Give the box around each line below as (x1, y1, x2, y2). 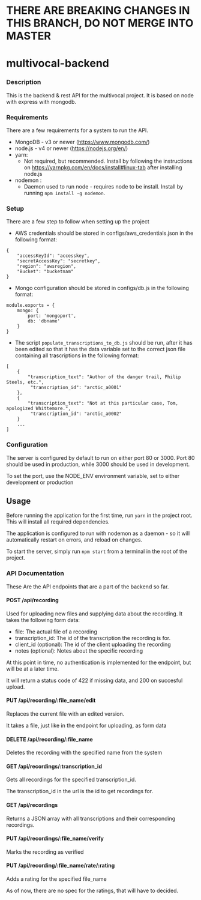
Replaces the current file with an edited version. (6, 710, 125, 717)
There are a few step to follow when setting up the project (6, 218, 150, 225)
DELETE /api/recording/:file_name (6, 735, 93, 743)
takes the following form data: (6, 616, 80, 623)
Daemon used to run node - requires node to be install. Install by (23, 183, 184, 190)
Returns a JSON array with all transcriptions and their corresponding (6, 815, 176, 822)
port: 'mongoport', (28, 313, 77, 319)
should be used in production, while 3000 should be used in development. (6, 461, 190, 468)
